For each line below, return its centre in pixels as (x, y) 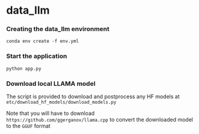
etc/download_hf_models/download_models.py (61, 102)
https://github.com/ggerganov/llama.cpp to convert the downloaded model (100, 120)
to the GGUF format (28, 126)
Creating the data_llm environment (58, 29)
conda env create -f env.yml (43, 41)
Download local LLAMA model (51, 83)
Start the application (37, 56)
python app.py (24, 68)
